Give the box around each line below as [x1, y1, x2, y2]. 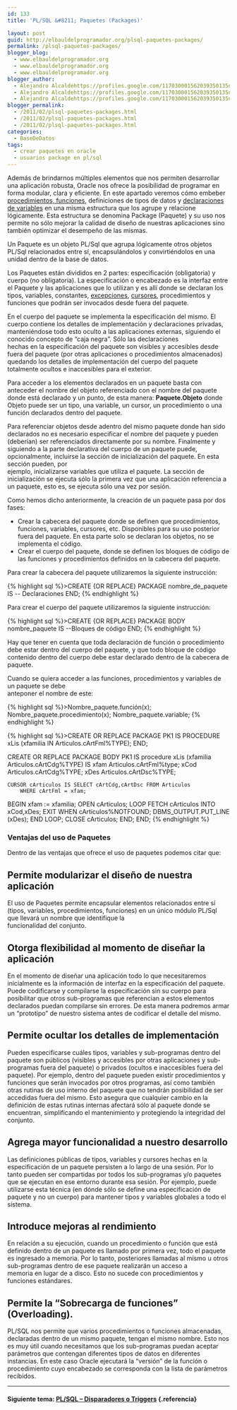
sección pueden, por [7, 460, 68, 468]
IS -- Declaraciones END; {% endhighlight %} [7, 590, 140, 597]
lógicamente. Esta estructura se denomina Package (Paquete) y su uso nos [7, 211, 226, 220]
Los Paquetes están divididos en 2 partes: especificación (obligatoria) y [7, 269, 216, 277]
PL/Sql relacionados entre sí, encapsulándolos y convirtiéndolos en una [7, 248, 215, 256]
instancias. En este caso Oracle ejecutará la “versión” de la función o [7, 1357, 208, 1366]
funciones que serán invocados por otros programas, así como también [7, 1078, 215, 1087]
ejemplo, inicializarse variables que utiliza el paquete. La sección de [7, 467, 205, 475]
